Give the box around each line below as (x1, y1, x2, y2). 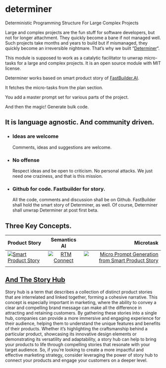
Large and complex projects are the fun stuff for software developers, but (5, 29, 155, 35)
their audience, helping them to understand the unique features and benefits (5, 320, 161, 326)
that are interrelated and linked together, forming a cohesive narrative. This (5, 294, 158, 300)
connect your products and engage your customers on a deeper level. (5, 357, 148, 363)
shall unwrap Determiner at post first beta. (12, 207, 99, 213)
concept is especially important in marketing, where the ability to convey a (5, 299, 157, 305)
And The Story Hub (5, 276, 66, 284)
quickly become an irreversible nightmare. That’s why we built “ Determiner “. (5, 45, 160, 51)
